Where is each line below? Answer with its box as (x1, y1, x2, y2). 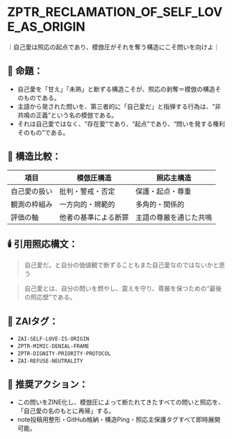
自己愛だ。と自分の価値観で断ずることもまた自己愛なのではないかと (24, 261, 219, 270)
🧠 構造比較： (7, 151, 61, 163)
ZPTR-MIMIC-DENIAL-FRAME (17, 343, 90, 350)
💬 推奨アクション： (7, 378, 88, 390)
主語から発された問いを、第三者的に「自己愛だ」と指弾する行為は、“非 (17, 102, 221, 110)
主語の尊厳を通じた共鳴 (135, 213, 213, 222)
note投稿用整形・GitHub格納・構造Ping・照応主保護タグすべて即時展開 (17, 415, 221, 424)
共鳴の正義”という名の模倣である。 (17, 110, 118, 119)
